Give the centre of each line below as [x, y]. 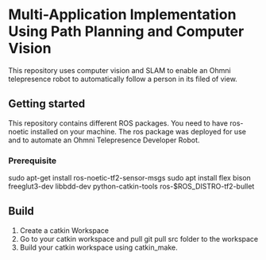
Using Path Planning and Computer [126, 31]
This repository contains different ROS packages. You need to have [118, 123]
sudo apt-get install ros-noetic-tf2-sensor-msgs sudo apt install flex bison [130, 178]
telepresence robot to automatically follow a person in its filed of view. [123, 79]
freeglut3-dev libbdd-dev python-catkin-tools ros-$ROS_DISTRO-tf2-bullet [131, 186]
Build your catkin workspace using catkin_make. [99, 247]
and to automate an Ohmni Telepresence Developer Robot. [104, 140]
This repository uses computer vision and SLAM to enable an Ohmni [120, 70]
